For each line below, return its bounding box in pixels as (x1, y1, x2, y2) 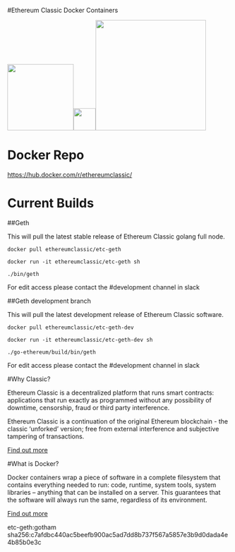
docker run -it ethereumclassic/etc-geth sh (7, 258, 140, 265)
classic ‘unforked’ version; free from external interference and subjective (7, 424, 219, 433)
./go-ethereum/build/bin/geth (7, 349, 97, 356)
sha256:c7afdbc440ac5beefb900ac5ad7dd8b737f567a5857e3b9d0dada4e (7, 530, 229, 539)
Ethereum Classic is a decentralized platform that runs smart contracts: (7, 388, 215, 397)
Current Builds (7, 196, 94, 211)
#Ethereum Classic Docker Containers (7, 6, 119, 14)
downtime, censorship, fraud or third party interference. (7, 403, 170, 412)
